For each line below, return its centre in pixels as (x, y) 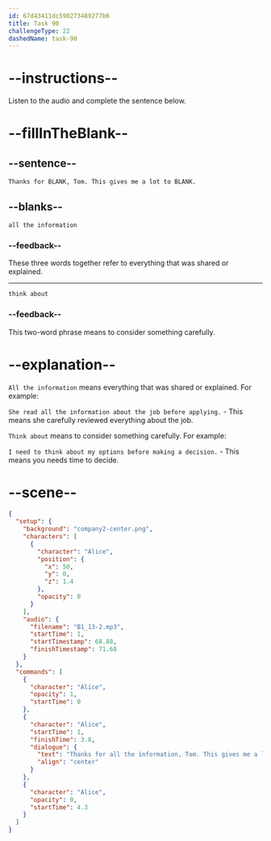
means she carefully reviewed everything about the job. (101, 420)
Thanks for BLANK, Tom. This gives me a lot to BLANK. (102, 182)
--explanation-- (62, 364)
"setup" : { (34, 522)
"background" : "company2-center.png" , (88, 529)
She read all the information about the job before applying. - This (126, 411)
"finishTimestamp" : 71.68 (73, 649)
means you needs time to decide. (64, 460)
